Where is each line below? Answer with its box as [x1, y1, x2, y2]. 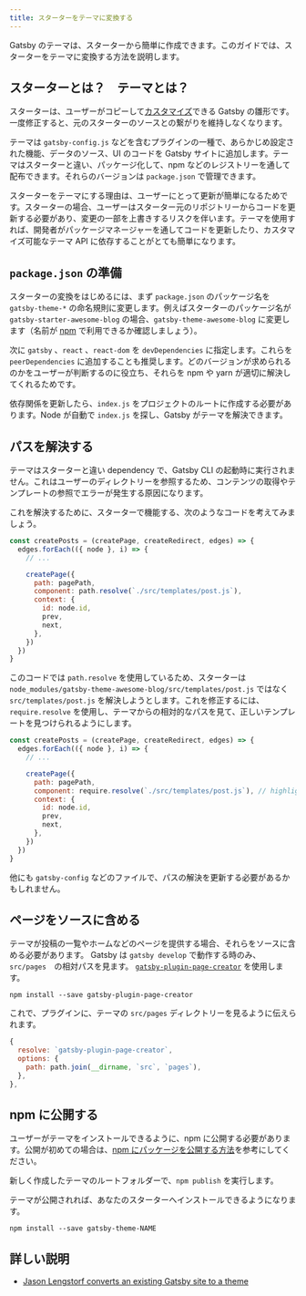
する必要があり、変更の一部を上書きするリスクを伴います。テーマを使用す [16, 213, 296, 224]
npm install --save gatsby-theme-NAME [9, 1224, 157, 1233]
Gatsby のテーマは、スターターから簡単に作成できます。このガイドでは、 [9, 39, 285, 50]
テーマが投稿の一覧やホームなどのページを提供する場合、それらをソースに [9, 938, 289, 949]
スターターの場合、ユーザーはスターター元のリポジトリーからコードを [24, 201, 289, 212]
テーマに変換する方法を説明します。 [48, 51, 185, 62]
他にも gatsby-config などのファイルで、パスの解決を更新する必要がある [9, 871, 282, 882]
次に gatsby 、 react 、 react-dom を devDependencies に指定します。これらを [9, 345, 293, 355]
